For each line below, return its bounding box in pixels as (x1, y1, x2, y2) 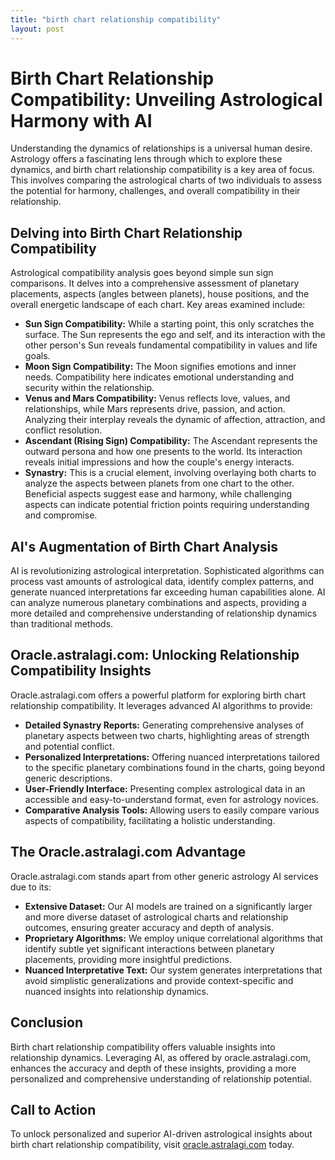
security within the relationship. (24, 382, 155, 394)
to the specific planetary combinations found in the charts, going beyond (24, 761, 326, 773)
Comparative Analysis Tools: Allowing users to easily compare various (24, 804, 320, 816)
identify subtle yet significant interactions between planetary (24, 942, 275, 955)
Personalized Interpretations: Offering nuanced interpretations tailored (24, 751, 320, 763)
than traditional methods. (10, 618, 114, 630)
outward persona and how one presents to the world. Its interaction (24, 446, 303, 458)
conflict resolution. (24, 424, 103, 436)
